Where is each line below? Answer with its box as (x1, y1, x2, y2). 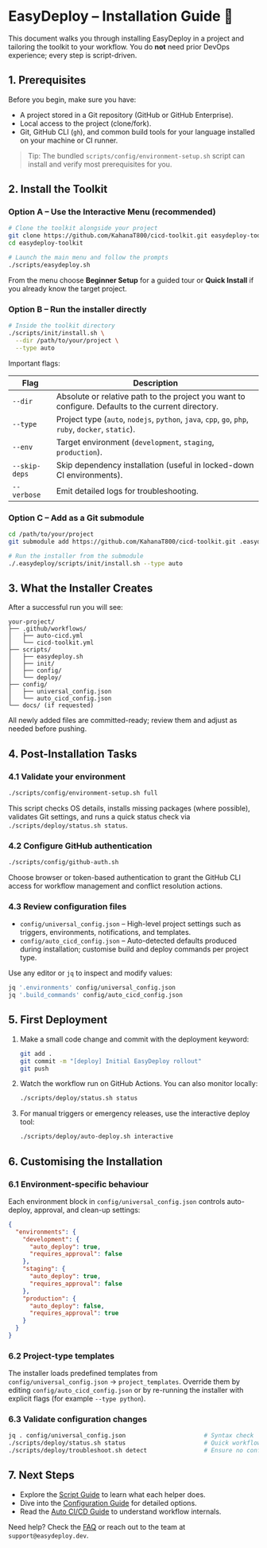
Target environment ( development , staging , (56, 436, 215, 448)
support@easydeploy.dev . (8, 1530, 89, 1540)
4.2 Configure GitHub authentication (8, 840, 153, 851)
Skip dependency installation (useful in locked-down (56, 459, 254, 471)
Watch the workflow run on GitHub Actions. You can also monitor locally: (19, 1079, 258, 1089)
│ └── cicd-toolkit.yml (8, 639, 94, 647)
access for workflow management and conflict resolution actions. (8, 881, 223, 890)
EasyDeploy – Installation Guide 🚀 (8, 7, 234, 25)
